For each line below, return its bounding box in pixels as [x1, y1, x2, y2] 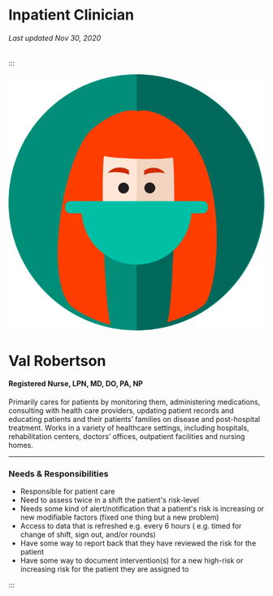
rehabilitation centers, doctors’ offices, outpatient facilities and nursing [8, 431, 245, 441]
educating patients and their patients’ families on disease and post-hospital [8, 414, 261, 424]
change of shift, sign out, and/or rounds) [19, 530, 156, 540]
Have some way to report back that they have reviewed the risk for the [19, 538, 257, 548]
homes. [8, 440, 34, 450]
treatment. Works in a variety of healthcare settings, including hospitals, [8, 423, 249, 433]
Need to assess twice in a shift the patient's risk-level [19, 495, 200, 505]
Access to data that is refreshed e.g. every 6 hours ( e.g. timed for [19, 521, 242, 531]
